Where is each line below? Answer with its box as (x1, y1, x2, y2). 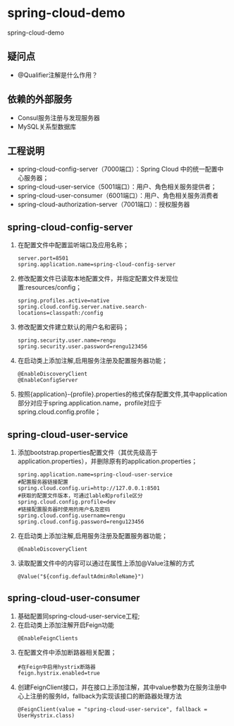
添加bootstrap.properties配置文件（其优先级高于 (17, 448, 159, 456)
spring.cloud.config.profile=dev (17, 499, 116, 506)
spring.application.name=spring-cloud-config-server (17, 261, 176, 268)
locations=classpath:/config (17, 309, 104, 317)
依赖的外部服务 (7, 93, 73, 105)
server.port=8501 (17, 255, 69, 262)
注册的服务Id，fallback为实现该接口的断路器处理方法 (30, 691, 182, 700)
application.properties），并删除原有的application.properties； (17, 457, 198, 465)
